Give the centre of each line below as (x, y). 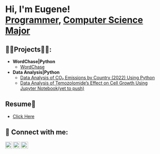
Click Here (23, 116)
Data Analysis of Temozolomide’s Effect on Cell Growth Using (84, 83)
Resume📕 (21, 104)
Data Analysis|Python (36, 72)
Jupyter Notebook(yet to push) (52, 88)
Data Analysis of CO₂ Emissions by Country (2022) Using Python (87, 78)
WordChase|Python (34, 61)
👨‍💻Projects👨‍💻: (29, 49)
